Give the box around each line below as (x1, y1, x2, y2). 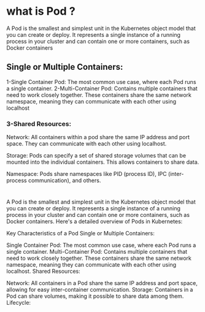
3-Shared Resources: (6, 120, 72, 128)
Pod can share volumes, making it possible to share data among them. (6, 292, 184, 300)
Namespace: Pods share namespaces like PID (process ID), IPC (6, 170, 167, 178)
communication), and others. (28, 177, 101, 185)
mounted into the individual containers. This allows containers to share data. (6, 158, 199, 166)
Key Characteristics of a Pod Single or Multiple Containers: (6, 230, 155, 237)
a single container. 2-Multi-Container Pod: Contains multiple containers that (6, 85, 198, 92)
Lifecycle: (6, 299, 31, 306)
